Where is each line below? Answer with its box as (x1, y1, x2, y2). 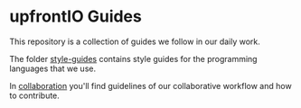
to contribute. (9, 90, 61, 101)
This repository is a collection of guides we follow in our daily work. (9, 36, 260, 47)
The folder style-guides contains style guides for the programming (9, 53, 258, 64)
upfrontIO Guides (9, 6, 142, 27)
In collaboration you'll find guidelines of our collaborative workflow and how (9, 80, 292, 91)
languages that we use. (9, 63, 97, 74)
